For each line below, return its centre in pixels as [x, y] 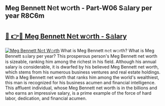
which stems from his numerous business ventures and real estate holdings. [83, 72]
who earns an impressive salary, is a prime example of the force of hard [78, 93]
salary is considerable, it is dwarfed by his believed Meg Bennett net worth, [82, 67]
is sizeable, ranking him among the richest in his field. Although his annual [81, 62]
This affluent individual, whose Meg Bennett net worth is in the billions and [81, 88]
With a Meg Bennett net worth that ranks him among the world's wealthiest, [82, 77]
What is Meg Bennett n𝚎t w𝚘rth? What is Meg [108, 51]
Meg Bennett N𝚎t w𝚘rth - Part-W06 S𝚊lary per [79, 8]
